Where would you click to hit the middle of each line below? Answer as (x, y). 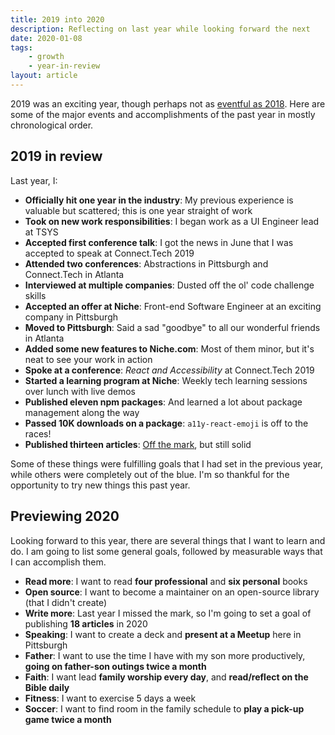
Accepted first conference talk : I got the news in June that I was (159, 242)
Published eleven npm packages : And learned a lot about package (163, 402)
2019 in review (56, 156)
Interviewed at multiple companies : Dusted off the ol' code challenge (169, 285)
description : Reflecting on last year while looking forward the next (160, 29)
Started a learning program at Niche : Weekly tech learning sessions (166, 380)
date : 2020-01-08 (46, 38)
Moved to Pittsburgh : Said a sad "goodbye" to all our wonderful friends (172, 327)
